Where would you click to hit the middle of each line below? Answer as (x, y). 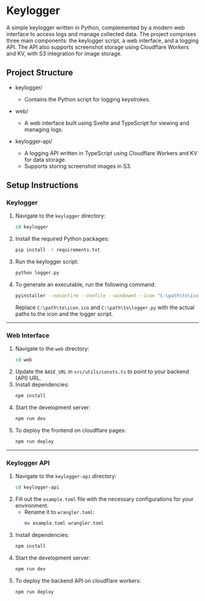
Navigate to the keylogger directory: (60, 216)
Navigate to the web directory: (52, 349)
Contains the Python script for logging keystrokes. (87, 99)
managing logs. (44, 129)
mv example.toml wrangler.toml (64, 523)
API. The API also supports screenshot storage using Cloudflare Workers (98, 47)
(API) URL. (28, 378)
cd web (23, 360)
